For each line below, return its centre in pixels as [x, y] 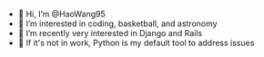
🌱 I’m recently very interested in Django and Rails [110, 33]
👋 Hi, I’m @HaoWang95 [62, 14]
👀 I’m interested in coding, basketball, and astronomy [117, 24]
